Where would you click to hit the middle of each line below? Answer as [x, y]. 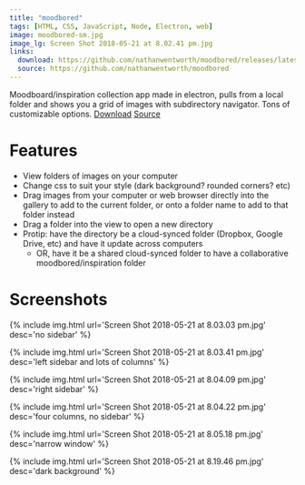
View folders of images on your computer [100, 176]
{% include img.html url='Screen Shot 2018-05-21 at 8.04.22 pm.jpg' [138, 407]
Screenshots [59, 299]
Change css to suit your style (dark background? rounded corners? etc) [156, 185]
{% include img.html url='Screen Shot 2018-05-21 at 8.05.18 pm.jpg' [137, 434]
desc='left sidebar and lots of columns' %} [89, 361]
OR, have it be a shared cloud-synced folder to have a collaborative [162, 253]
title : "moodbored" [46, 18]
